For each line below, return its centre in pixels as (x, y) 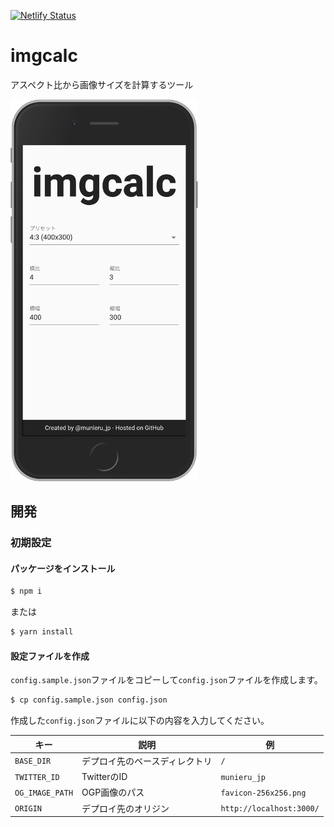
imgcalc (44, 56)
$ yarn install (42, 632)
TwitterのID (104, 777)
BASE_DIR (33, 761)
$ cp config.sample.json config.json (89, 700)
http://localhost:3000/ (270, 809)
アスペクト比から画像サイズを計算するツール (102, 84)
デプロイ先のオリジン (125, 808)
